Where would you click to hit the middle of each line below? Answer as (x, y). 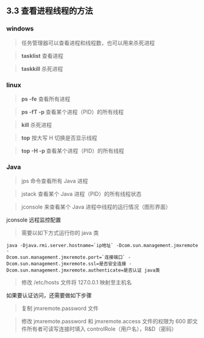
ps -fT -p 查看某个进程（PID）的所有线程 (72, 112)
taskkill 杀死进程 (42, 68)
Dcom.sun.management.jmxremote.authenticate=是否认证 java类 (83, 270)
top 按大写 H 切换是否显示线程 (59, 138)
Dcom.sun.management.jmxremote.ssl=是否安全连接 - (69, 264)
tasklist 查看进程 (42, 56)
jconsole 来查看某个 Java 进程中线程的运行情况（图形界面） (96, 207)
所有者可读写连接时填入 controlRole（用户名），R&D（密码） (102, 329)
